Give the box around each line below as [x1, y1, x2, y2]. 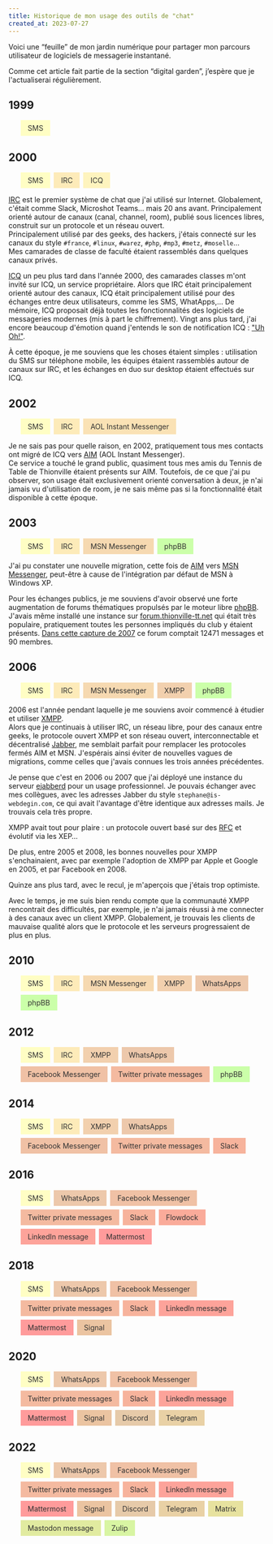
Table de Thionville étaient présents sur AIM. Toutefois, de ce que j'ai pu [8, 466, 250, 476]
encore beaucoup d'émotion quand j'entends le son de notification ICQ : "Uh [8, 322, 265, 333]
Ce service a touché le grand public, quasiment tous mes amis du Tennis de [8, 458, 262, 468]
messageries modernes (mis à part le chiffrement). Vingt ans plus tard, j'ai [8, 314, 258, 324]
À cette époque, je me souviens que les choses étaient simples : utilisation [8, 347, 258, 357]
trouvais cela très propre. [8, 807, 93, 816]
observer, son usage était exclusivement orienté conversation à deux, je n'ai [8, 475, 263, 485]
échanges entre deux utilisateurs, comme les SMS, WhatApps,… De [8, 297, 235, 307]
